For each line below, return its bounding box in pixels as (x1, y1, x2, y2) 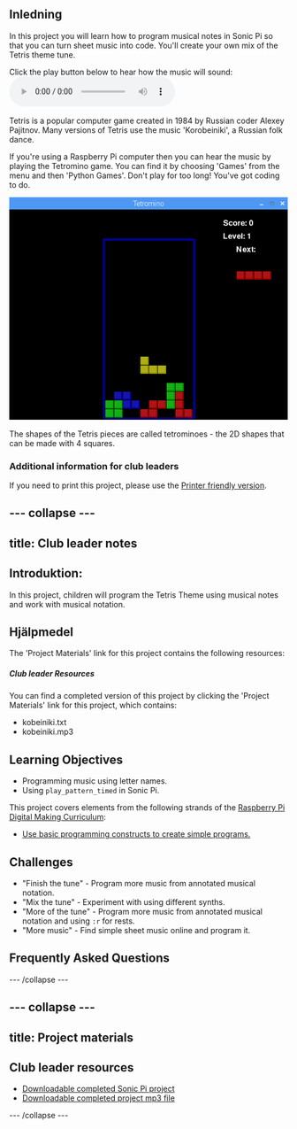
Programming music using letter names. (21, 776, 168, 786)
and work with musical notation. (9, 599, 126, 609)
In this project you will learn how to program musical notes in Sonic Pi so (9, 30, 274, 41)
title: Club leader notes (9, 536, 138, 551)
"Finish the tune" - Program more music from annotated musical (21, 878, 256, 889)
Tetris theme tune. (9, 49, 76, 60)
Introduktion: (9, 566, 83, 581)
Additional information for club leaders (9, 460, 179, 472)
